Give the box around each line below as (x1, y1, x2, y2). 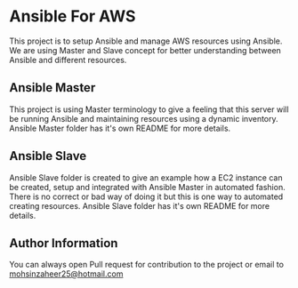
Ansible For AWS (9, 6, 136, 27)
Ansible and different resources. (9, 54, 127, 65)
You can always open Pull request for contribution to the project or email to (9, 260, 285, 270)
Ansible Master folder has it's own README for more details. (9, 123, 231, 133)
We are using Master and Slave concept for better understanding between (9, 44, 282, 55)
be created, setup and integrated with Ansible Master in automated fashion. (9, 181, 286, 192)
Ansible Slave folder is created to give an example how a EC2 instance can (9, 172, 283, 183)
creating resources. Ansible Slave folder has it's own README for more (9, 200, 270, 211)
